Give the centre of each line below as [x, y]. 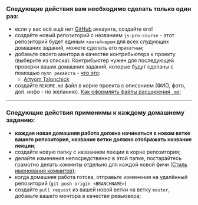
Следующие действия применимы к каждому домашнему [95, 113]
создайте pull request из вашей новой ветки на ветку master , [92, 189]
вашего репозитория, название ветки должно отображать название [103, 139]
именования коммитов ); [45, 171]
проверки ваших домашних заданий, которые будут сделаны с [94, 67]
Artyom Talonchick [46, 79]
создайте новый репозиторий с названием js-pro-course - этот [95, 35]
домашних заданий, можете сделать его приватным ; [79, 48]
